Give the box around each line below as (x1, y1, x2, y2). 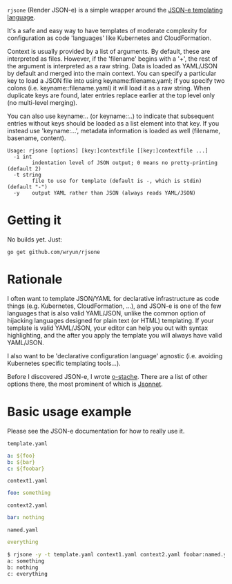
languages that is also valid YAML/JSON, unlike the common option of (7, 309, 206, 317)
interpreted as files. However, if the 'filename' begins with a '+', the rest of (7, 55, 218, 63)
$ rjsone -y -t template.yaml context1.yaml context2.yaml (7, 552, 181, 558)
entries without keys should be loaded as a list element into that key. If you (7, 119, 220, 127)
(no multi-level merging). (7, 99, 78, 106)
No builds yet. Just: (7, 235, 62, 244)
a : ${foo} (7, 452, 36, 459)
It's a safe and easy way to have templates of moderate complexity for (7, 27, 208, 35)
